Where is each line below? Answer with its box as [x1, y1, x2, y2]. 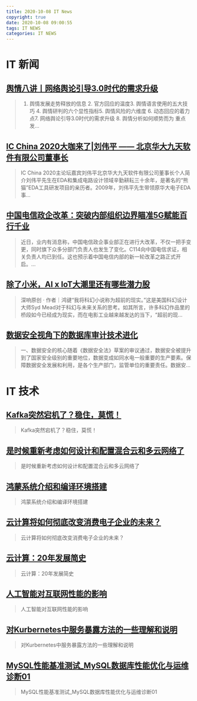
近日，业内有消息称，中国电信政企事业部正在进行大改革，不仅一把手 [20, 238, 186, 245]
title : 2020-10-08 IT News [6, 8, 73, 15]
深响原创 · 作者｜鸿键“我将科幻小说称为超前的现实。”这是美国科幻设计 [20, 296, 188, 303]
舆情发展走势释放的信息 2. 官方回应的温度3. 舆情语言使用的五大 [29, 100, 183, 107]
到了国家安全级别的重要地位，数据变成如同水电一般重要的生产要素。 [20, 354, 186, 361]
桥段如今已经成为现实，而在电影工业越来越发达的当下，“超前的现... [20, 311, 183, 318]
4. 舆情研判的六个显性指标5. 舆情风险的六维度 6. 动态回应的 [36, 108, 180, 115]
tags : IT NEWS [6, 25, 41, 31]
